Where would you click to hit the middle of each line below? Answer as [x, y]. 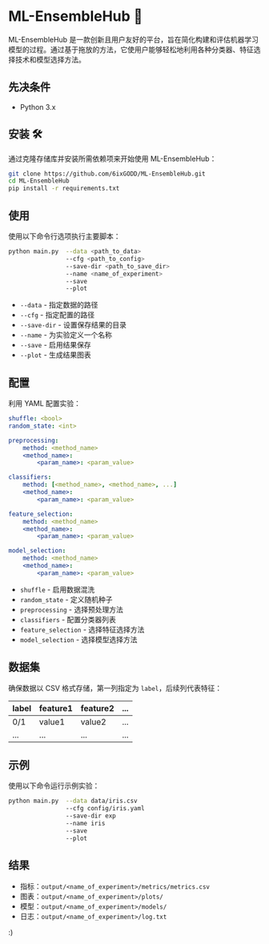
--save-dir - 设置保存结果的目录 [73, 325]
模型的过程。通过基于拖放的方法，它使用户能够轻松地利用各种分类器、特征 [131, 49]
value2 [93, 721]
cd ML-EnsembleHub [39, 181]
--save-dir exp [90, 816]
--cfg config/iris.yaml [105, 809]
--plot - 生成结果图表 [56, 355]
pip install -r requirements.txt [64, 189]
